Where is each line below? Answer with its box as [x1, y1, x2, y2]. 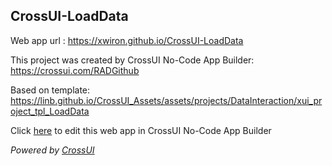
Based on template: [10, 84, 91, 96]
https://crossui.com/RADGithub [10, 64, 140, 76]
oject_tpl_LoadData [10, 105, 90, 117]
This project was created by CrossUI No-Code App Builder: [10, 54, 255, 66]
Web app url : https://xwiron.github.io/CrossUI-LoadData [10, 34, 244, 46]
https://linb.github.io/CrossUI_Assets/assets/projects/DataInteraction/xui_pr [10, 94, 323, 106]
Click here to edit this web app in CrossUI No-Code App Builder [10, 124, 272, 136]
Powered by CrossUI [10, 144, 95, 156]
